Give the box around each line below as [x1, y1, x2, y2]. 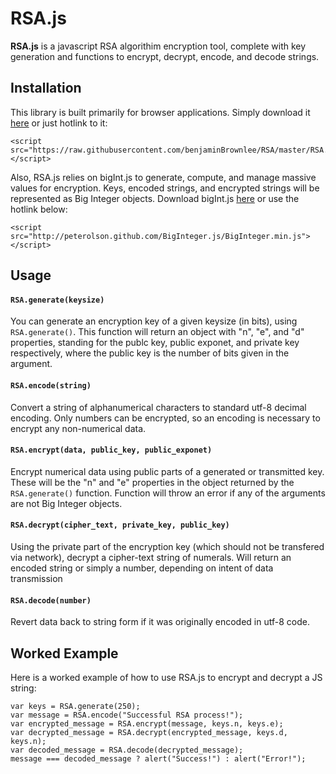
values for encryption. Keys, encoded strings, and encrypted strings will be [10, 182, 320, 194]
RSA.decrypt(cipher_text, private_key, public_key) [10, 520, 230, 531]
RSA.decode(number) [10, 595, 92, 606]
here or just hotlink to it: [10, 117, 108, 129]
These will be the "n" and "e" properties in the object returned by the [10, 476, 295, 488]
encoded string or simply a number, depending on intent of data [10, 562, 274, 574]
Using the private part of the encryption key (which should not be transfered [10, 540, 325, 552]
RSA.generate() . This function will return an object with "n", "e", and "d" [10, 326, 305, 338]
